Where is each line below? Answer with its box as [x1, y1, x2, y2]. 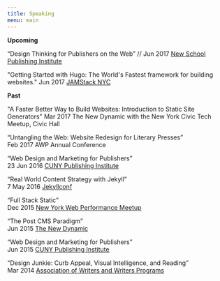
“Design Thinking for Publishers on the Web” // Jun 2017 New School [7, 50, 206, 58]
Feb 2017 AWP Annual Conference [7, 140, 106, 149]
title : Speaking [7, 10, 54, 17]
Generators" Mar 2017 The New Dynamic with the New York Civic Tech [7, 112, 212, 121]
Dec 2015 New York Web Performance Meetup [7, 203, 142, 211]
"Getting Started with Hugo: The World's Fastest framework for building [7, 70, 214, 79]
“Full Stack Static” [7, 196, 59, 204]
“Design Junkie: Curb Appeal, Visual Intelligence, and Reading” [7, 259, 189, 267]
